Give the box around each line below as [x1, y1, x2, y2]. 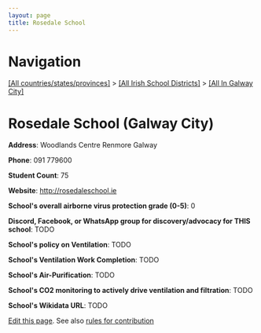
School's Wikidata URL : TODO [8, 301, 108, 310]
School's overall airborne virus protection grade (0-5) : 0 [8, 201, 196, 210]
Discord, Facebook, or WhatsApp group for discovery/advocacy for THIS [8, 217, 251, 226]
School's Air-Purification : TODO [8, 270, 116, 280]
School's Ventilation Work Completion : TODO [8, 255, 160, 265]
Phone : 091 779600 [8, 156, 72, 165]
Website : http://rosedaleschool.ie [8, 186, 117, 196]
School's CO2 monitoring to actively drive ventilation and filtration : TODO [8, 286, 253, 295]
